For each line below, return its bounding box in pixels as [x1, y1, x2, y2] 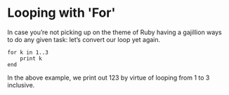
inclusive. [7, 80, 35, 89]
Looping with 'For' [7, 5, 116, 21]
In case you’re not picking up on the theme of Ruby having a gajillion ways [7, 28, 223, 36]
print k [20, 54, 42, 62]
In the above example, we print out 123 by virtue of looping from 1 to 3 [7, 73, 210, 82]
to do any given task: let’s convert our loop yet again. [7, 35, 161, 43]
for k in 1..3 [7, 49, 49, 56]
